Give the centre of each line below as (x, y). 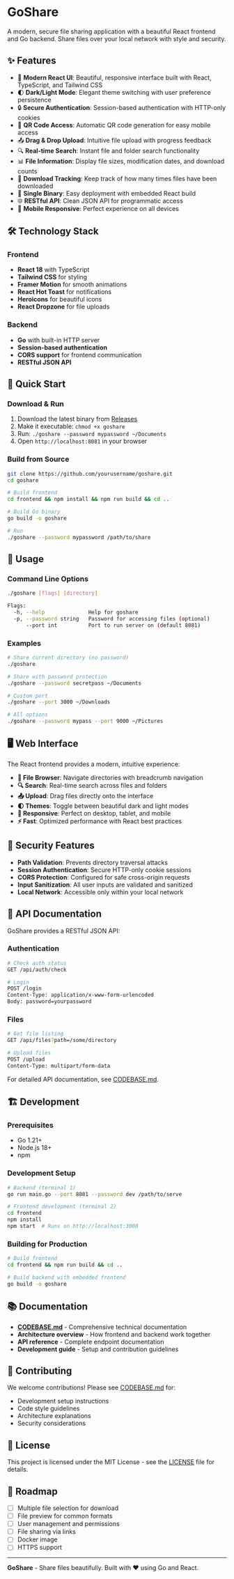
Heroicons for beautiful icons (60, 300)
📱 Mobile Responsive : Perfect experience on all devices (98, 208)
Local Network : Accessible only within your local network (100, 892)
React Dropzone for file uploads (63, 306)
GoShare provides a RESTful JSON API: (64, 931)
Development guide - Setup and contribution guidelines (98, 1349)
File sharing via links (47, 1532)
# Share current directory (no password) (68, 658)
